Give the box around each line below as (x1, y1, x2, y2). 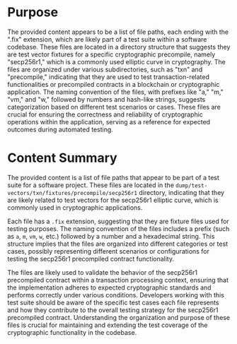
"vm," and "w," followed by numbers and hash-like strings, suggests (7, 95, 206, 103)
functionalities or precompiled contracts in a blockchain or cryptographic (7, 80, 220, 88)
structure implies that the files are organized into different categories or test (7, 239, 229, 248)
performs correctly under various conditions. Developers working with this (7, 290, 225, 299)
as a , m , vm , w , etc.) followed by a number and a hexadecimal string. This (7, 232, 215, 240)
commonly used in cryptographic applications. (7, 203, 143, 212)
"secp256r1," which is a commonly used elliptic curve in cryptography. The (7, 57, 226, 66)
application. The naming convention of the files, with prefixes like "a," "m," (7, 88, 224, 96)
